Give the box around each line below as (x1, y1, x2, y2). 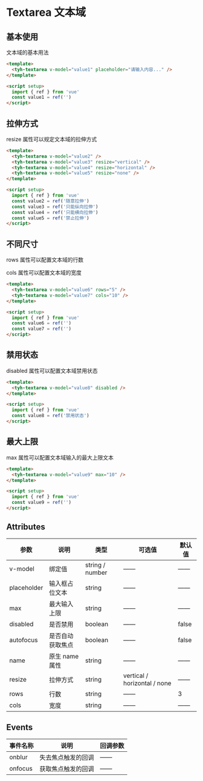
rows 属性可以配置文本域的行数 (6, 256, 83, 264)
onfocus (9, 764, 33, 773)
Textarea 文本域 (6, 5, 86, 19)
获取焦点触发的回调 (39, 765, 95, 773)
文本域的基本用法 (6, 49, 49, 56)
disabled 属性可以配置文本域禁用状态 (6, 367, 98, 374)
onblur (9, 753, 28, 761)
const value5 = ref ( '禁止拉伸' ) (11, 215, 89, 221)
